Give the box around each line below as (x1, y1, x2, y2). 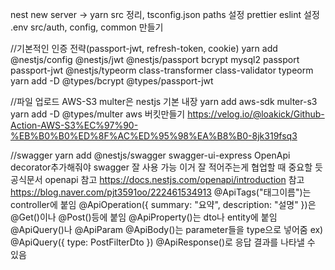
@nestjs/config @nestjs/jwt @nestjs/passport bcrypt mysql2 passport (10, 54, 300, 65)
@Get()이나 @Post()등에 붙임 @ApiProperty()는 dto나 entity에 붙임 (10, 211, 278, 223)
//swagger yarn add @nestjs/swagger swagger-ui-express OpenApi (10, 149, 291, 161)
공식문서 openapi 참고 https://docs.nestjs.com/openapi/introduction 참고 (10, 174, 305, 185)
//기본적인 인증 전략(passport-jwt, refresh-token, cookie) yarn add (10, 43, 278, 54)
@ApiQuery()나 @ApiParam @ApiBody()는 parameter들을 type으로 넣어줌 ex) (10, 224, 324, 235)
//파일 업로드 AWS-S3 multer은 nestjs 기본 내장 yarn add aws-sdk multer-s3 (10, 96, 318, 107)
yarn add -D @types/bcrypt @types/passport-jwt (10, 75, 214, 87)
